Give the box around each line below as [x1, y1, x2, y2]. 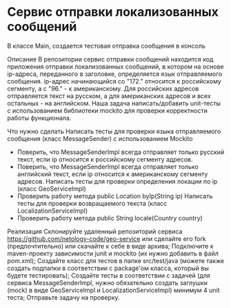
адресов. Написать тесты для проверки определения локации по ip [17, 177, 218, 185]
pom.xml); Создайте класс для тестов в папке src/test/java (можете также [7, 256, 225, 264]
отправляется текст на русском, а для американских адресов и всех [7, 91, 212, 100]
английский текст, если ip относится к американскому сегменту [17, 170, 208, 178]
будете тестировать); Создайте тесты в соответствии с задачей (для [7, 271, 210, 280]
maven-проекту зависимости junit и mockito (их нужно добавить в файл [7, 249, 219, 258]
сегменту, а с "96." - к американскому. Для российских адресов [7, 84, 199, 93]
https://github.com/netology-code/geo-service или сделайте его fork [7, 234, 206, 242]
